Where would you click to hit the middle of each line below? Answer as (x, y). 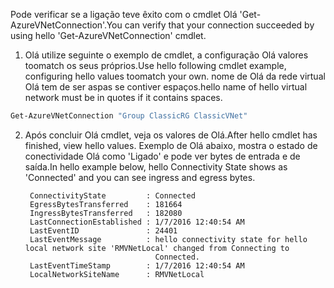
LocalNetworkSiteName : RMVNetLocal (117, 274)
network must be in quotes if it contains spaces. (123, 97)
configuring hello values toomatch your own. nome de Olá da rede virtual (175, 76)
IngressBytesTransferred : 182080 (106, 213)
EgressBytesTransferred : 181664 (106, 204)
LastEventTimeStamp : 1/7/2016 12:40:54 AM (137, 265)
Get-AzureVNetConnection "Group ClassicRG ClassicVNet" (129, 116)
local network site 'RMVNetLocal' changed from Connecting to (157, 248)
